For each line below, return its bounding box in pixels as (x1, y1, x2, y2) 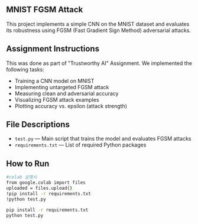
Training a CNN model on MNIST (14, 77, 95, 85)
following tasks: (6, 66, 44, 73)
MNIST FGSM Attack (6, 5, 83, 15)
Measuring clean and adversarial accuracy (14, 90, 119, 97)
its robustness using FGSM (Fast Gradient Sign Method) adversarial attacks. (6, 27, 191, 34)
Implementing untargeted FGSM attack (14, 83, 109, 90)
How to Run (6, 158, 50, 168)
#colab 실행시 (6, 174, 37, 180)
